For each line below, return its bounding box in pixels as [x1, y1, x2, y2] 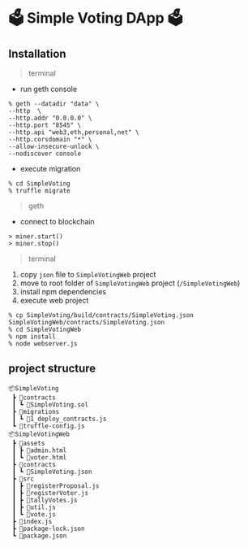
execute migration [19, 164, 81, 173]
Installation [8, 46, 66, 60]
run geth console [19, 85, 78, 94]
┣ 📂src [11, 475, 35, 483]
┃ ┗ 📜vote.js [11, 510, 57, 519]
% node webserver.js [8, 340, 79, 348]
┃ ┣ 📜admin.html [11, 446, 67, 454]
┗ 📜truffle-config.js [11, 422, 85, 430]
